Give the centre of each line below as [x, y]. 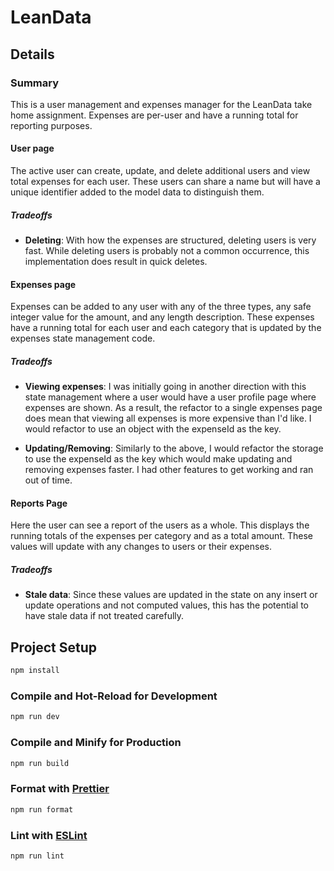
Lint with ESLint [49, 835]
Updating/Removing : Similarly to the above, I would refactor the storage [174, 448]
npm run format [42, 809]
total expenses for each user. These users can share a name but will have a [165, 182]
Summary [35, 83]
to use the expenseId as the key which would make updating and [158, 459]
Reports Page [39, 503]
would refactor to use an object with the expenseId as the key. [153, 429]
